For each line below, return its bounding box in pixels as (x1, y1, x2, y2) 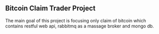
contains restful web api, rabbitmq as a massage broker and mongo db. (5, 23, 154, 29)
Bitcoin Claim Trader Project (5, 4, 96, 13)
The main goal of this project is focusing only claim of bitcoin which (5, 17, 146, 23)
